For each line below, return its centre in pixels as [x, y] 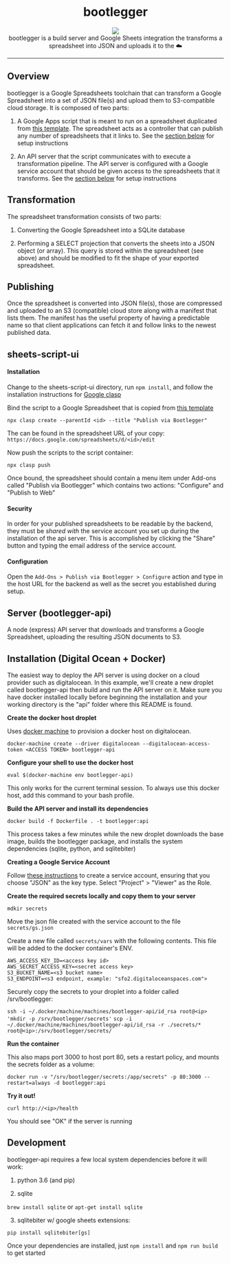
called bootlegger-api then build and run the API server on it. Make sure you [114, 690]
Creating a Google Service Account [58, 862]
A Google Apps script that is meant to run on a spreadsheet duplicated [117, 121]
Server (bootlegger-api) [59, 613]
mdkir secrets [27, 909]
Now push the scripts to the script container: [70, 453]
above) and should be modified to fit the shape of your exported [108, 258]
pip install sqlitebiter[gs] [49, 1233]
